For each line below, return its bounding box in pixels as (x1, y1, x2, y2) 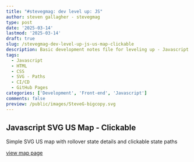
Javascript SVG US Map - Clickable (6, 122, 136, 132)
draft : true (6, 36, 35, 42)
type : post (6, 19, 33, 25)
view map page (6, 150, 43, 157)
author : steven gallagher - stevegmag (6, 14, 100, 20)
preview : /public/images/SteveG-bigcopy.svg (6, 101, 116, 107)
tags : (6, 52, 19, 58)
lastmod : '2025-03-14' (6, 30, 61, 36)
